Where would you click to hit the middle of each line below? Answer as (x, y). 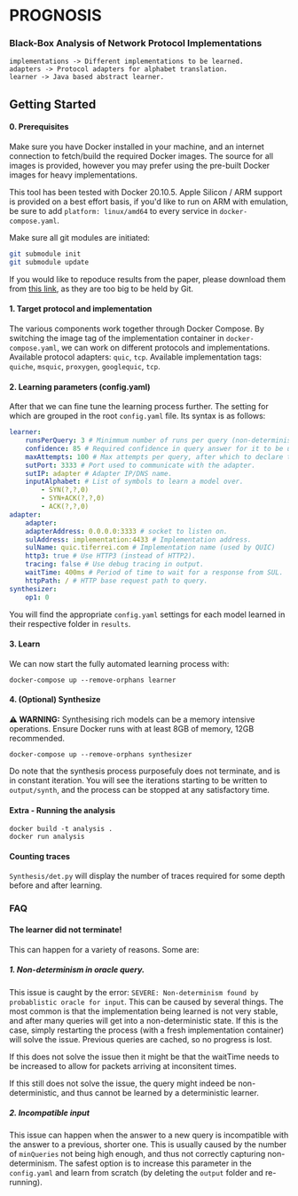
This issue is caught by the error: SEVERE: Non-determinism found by (134, 992)
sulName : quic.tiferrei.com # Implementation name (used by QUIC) (150, 548)
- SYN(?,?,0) (65, 490)
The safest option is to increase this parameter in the (155, 1163)
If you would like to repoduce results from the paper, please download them (148, 279)
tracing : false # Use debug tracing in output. (114, 565)
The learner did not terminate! (66, 930)
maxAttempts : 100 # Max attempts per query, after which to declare (154, 457)
